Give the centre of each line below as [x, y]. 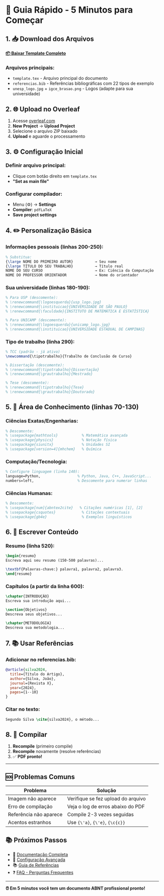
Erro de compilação [30, 806]
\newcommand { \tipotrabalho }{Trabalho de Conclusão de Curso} [69, 356]
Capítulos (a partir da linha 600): [45, 586]
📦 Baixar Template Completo [36, 53]
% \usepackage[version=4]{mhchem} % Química [54, 449]
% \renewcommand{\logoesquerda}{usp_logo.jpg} [54, 302]
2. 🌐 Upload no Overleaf [43, 109]
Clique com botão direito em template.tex [55, 176]
